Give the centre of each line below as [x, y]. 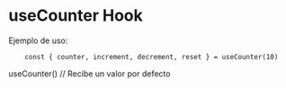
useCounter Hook [76, 16]
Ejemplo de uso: [38, 40]
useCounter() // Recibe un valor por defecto [89, 74]
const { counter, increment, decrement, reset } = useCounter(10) [152, 57]
